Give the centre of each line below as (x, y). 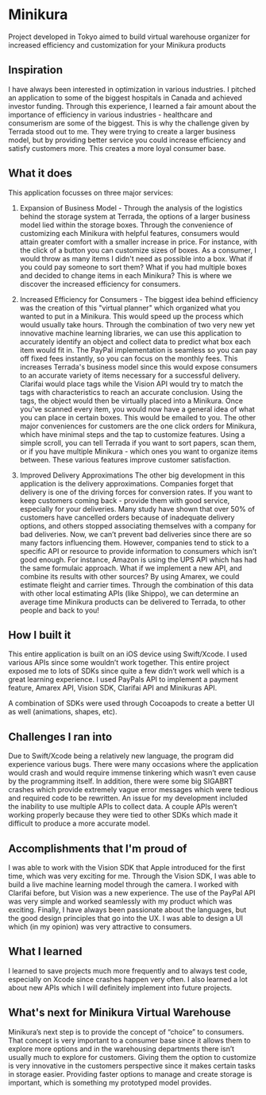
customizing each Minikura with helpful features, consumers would (129, 233)
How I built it (40, 635)
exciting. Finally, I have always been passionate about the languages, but (127, 910)
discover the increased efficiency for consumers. (100, 284)
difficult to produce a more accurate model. (79, 823)
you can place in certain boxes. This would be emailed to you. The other (138, 417)
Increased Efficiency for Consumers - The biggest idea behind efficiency (139, 299)
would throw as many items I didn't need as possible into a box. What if (136, 258)
